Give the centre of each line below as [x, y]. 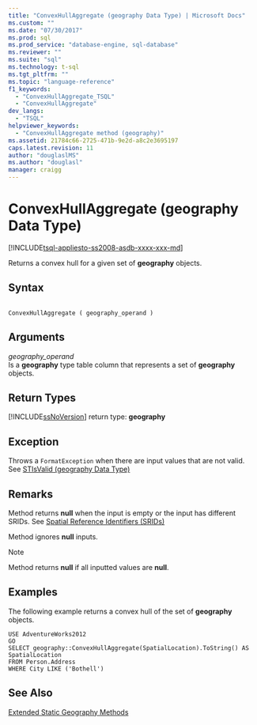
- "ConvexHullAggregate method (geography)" [90, 133]
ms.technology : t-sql [44, 67]
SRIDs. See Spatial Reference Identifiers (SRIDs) [87, 521]
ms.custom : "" [32, 23]
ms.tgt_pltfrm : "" [38, 74]
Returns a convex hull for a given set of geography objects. [105, 262]
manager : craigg [35, 170]
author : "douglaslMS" [44, 155]
